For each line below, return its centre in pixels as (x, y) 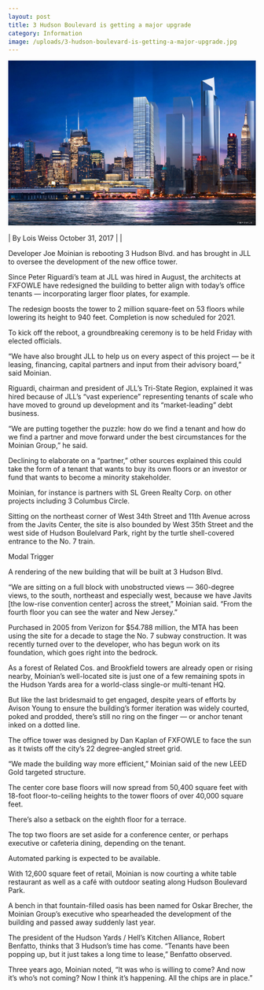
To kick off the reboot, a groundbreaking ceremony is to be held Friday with (130, 332)
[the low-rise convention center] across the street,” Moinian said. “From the (130, 603)
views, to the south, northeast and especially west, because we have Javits (130, 595)
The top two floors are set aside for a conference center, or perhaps (119, 834)
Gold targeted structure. (47, 772)
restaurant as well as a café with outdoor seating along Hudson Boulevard (128, 881)
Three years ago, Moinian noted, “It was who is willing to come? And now (127, 970)
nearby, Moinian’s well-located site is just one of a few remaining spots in (126, 676)
